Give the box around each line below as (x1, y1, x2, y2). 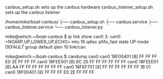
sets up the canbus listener (5, 9, 60, 15)
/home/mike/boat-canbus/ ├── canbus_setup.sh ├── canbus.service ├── (5, 19, 158, 25)
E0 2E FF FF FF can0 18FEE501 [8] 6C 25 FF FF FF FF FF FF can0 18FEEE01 (5, 59, 159, 64)
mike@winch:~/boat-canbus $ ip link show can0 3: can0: (5, 34, 122, 39)
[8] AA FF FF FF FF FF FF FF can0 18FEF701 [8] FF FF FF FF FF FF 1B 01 (5, 64, 151, 70)
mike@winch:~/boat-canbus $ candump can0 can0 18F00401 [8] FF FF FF (5, 53, 157, 59)
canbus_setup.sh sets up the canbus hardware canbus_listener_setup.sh (5, 4, 153, 10)
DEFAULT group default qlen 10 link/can (5, 44, 86, 50)
